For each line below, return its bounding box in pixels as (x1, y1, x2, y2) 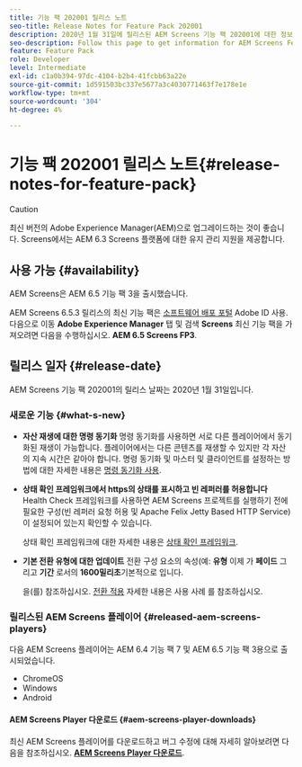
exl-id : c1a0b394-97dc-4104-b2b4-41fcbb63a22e (9, 72, 187, 81)
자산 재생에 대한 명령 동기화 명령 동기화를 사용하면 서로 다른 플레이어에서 (22, 431, 276, 441)
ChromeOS (22, 673, 64, 684)
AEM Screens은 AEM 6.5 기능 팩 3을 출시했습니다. (9, 289, 189, 299)
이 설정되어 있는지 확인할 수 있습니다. (22, 518, 153, 529)
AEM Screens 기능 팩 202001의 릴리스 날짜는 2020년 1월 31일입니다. (9, 384, 254, 395)
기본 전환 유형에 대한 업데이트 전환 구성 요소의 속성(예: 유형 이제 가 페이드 (22, 556, 278, 566)
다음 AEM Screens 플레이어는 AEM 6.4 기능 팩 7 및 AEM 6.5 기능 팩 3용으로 (9, 644, 279, 655)
